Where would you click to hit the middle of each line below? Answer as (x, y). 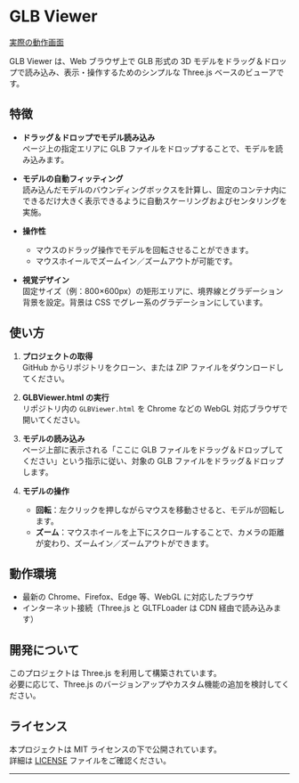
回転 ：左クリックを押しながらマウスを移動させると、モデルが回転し (160, 510)
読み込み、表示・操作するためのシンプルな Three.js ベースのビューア (150, 72)
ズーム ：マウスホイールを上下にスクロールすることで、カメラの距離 (160, 532)
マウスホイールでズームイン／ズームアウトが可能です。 (136, 261)
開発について (44, 650)
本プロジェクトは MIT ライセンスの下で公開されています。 (116, 749)
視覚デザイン (45, 280)
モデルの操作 (45, 491)
